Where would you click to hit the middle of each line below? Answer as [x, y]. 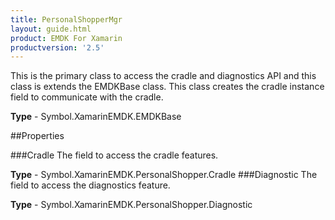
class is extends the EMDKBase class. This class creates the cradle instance [167, 87]
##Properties [37, 136]
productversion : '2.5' [57, 47]
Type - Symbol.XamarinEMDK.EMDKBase [96, 117]
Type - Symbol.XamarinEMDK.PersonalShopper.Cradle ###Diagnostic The [164, 175]
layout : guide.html [51, 29]
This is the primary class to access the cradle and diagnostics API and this [163, 76]
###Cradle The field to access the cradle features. [114, 155]
